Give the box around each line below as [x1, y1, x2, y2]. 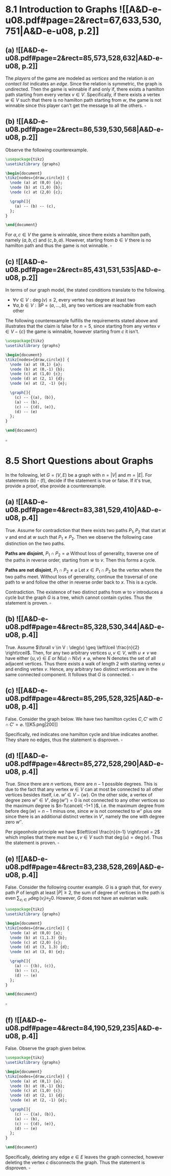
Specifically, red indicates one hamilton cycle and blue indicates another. [5, 731, 159, 737]
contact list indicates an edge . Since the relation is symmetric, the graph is [5, 81, 162, 86]
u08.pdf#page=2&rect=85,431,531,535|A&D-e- [5, 265, 161, 274]
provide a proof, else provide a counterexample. [5, 482, 106, 489]
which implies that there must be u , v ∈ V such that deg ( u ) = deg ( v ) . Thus [5, 834, 163, 840]
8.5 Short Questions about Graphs [5, 455, 154, 467]
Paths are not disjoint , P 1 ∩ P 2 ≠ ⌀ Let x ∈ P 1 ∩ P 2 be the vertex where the [5, 567, 162, 574]
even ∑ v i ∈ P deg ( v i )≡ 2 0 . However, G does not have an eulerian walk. [5, 895, 149, 903]
